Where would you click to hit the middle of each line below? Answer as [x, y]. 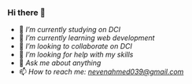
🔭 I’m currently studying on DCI [70, 30]
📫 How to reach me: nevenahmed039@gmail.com [101, 72]
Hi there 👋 [27, 13]
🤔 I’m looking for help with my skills [76, 55]
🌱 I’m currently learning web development [87, 38]
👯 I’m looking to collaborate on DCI [76, 46]
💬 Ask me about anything [60, 63]
